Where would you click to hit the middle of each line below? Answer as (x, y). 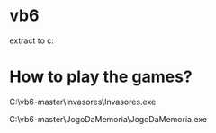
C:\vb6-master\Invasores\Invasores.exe (83, 102)
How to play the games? (101, 77)
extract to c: (31, 40)
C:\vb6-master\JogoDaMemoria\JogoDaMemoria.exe (108, 119)
